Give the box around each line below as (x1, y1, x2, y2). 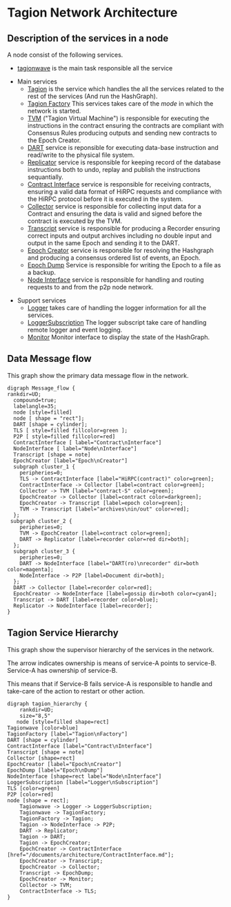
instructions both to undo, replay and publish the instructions (27, 166, 201, 173)
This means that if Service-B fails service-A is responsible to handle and (7, 679, 212, 688)
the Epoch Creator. (27, 136, 81, 144)
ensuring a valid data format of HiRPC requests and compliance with (27, 188, 222, 195)
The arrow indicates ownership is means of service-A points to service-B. (7, 658, 217, 667)
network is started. (27, 107, 81, 115)
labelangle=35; (13, 403, 57, 410)
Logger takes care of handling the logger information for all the (27, 304, 207, 312)
